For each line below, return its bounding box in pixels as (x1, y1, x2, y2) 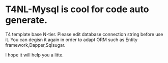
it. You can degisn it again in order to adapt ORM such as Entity (5, 37, 138, 43)
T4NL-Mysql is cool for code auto (5, 4, 149, 15)
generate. (5, 14, 47, 26)
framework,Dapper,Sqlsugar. (5, 42, 66, 48)
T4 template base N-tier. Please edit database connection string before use (5, 31, 163, 37)
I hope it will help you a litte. (5, 52, 64, 58)
